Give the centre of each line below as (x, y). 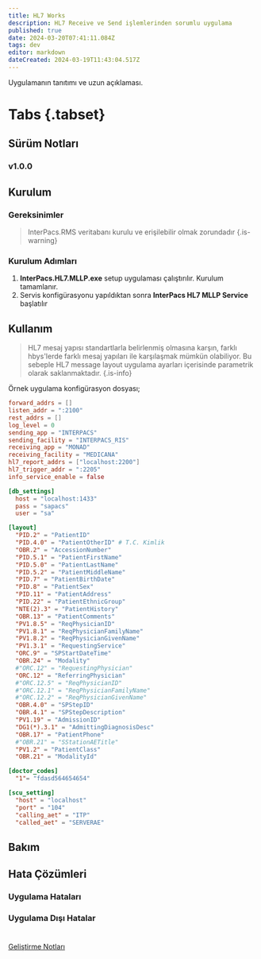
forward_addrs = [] (40, 403)
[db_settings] (32, 491)
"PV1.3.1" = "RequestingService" (71, 646)
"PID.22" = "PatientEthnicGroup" (71, 602)
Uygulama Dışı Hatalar (52, 918)
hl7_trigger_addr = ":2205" (55, 470)
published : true (35, 30)
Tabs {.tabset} (57, 115)
